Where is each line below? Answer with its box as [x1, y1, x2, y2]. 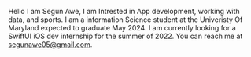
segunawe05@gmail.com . [8, 40, 93, 49]
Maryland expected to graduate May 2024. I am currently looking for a [8, 23, 236, 32]
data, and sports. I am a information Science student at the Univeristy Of [8, 15, 243, 24]
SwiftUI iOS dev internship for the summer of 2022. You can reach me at [8, 31, 243, 41]
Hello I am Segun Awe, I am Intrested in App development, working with [8, 7, 240, 16]
